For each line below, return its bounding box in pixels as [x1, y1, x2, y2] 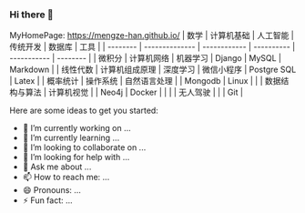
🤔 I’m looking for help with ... [22, 152, 130, 163]
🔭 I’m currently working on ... [22, 123, 131, 134]
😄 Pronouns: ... [22, 185, 82, 196]
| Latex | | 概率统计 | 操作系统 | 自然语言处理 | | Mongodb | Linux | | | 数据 [9, 76, 281, 86]
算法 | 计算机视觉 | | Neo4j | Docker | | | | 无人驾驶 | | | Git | [25, 86, 244, 98]
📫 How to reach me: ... [22, 172, 110, 183]
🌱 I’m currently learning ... [22, 132, 120, 144]
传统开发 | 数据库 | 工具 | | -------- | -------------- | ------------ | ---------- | [9, 41, 296, 53]
